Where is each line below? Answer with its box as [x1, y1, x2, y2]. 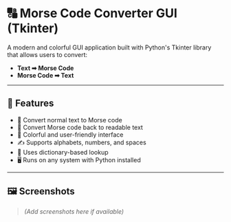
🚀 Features [7, 98, 54, 109]
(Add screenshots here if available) [23, 207, 124, 215]
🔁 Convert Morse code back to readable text [16, 123, 143, 131]
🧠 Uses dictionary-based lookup [16, 148, 109, 156]
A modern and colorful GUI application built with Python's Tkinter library [7, 43, 212, 52]
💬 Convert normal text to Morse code [16, 115, 122, 124]
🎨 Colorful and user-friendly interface [16, 130, 124, 139]
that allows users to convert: [7, 50, 88, 58]
